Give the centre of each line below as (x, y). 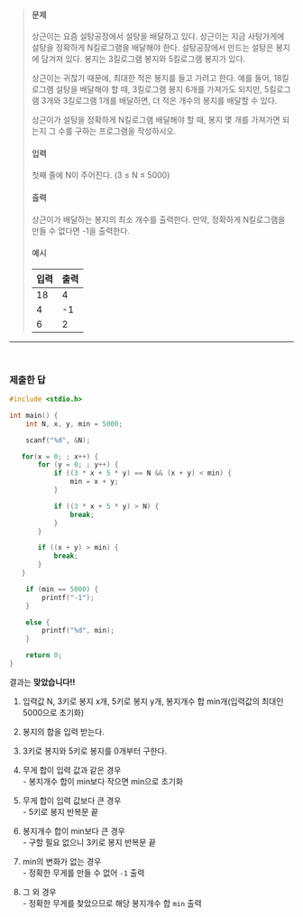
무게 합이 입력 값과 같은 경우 (72, 770)
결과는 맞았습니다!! (42, 681)
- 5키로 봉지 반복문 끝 (60, 811)
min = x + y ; (94, 482)
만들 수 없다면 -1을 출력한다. (81, 230)
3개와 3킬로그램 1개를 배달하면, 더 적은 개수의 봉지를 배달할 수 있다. (159, 101)
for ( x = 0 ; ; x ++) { (60, 457)
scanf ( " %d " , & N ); (58, 440)
